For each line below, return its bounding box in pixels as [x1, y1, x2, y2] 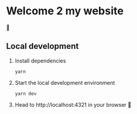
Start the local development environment [14, 79, 115, 86]
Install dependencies [14, 57, 67, 64]
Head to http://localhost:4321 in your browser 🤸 [14, 101, 132, 108]
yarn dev [14, 91, 37, 97]
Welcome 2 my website [6, 4, 124, 18]
